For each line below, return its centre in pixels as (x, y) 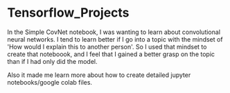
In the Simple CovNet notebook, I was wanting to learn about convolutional (114, 32)
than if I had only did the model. (52, 61)
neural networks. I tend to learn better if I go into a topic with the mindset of (115, 39)
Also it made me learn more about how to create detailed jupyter (99, 75)
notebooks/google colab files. (50, 82)
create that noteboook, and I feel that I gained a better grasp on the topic (111, 54)
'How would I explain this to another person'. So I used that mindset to (107, 46)
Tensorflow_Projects (68, 13)
